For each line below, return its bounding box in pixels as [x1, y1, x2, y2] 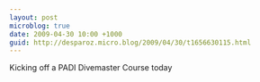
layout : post [9, 12, 58, 22]
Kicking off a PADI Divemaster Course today [9, 62, 173, 73]
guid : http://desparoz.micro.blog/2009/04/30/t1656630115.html [9, 37, 252, 47]
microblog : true [9, 21, 70, 30]
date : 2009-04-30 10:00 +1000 [9, 29, 123, 38]
